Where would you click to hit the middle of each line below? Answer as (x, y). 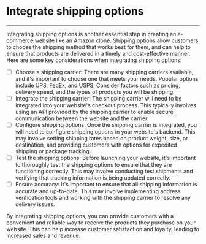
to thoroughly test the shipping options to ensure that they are (93, 165)
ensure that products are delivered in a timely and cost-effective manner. (98, 53)
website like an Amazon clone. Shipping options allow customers (116, 40)
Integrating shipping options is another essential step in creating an (91, 34)
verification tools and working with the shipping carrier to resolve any (103, 198)
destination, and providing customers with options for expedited (96, 145)
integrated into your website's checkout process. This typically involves (105, 105)
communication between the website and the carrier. (82, 118)
